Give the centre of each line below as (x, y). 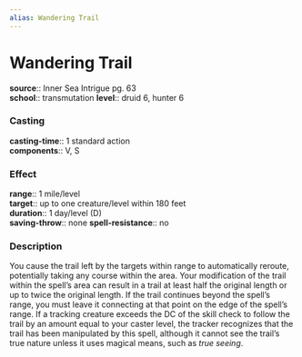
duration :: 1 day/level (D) (56, 213)
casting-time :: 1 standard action (70, 141)
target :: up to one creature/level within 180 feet (98, 203)
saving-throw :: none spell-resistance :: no (90, 223)
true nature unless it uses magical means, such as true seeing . (126, 343)
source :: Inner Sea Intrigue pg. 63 (73, 88)
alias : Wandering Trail (55, 18)
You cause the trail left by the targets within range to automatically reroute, (149, 266)
